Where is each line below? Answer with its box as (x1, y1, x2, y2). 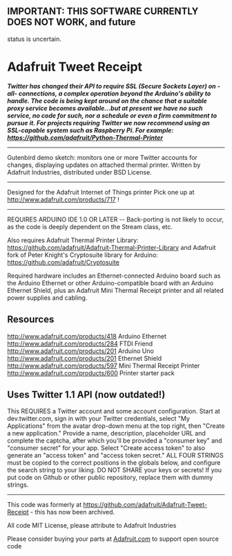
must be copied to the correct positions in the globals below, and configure (7, 458, 221, 467)
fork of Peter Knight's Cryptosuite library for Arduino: (7, 251, 159, 259)
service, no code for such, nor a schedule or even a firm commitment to (7, 111, 217, 120)
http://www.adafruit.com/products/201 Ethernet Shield (7, 354, 162, 362)
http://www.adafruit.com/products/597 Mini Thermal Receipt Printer (7, 361, 200, 370)
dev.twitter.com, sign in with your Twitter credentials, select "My (7, 415, 190, 423)
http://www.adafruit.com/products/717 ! (7, 195, 119, 204)
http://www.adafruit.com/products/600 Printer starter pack (7, 368, 175, 377)
